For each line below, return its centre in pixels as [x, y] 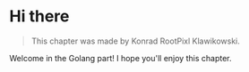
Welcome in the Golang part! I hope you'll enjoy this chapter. [120, 58]
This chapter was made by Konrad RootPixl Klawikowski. [135, 41]
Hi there [39, 16]
